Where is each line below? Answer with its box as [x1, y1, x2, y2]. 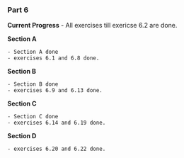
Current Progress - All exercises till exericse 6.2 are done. [7, 21, 178, 30]
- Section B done [7, 81, 59, 88]
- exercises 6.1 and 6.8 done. [7, 55, 100, 62]
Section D [7, 132, 37, 140]
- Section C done [7, 113, 59, 120]
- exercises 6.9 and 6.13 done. [7, 87, 103, 94]
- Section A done [7, 48, 59, 56]
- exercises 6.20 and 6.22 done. [7, 145, 106, 153]
